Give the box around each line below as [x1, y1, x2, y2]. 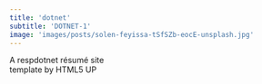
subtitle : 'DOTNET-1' [9, 22, 92, 31]
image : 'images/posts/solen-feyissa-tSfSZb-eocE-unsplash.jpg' [9, 30, 255, 39]
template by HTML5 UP [9, 64, 97, 75]
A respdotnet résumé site [9, 55, 105, 66]
